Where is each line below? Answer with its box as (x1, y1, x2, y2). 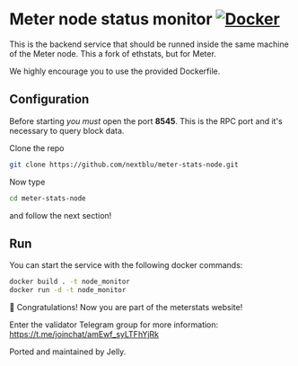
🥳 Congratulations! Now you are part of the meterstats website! (9, 302, 243, 313)
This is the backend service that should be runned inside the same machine (9, 39, 289, 49)
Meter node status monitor (9, 9, 213, 30)
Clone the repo (9, 142, 65, 153)
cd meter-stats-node (9, 193, 87, 202)
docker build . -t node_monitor (9, 277, 130, 287)
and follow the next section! (9, 210, 112, 220)
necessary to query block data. (9, 125, 125, 136)
